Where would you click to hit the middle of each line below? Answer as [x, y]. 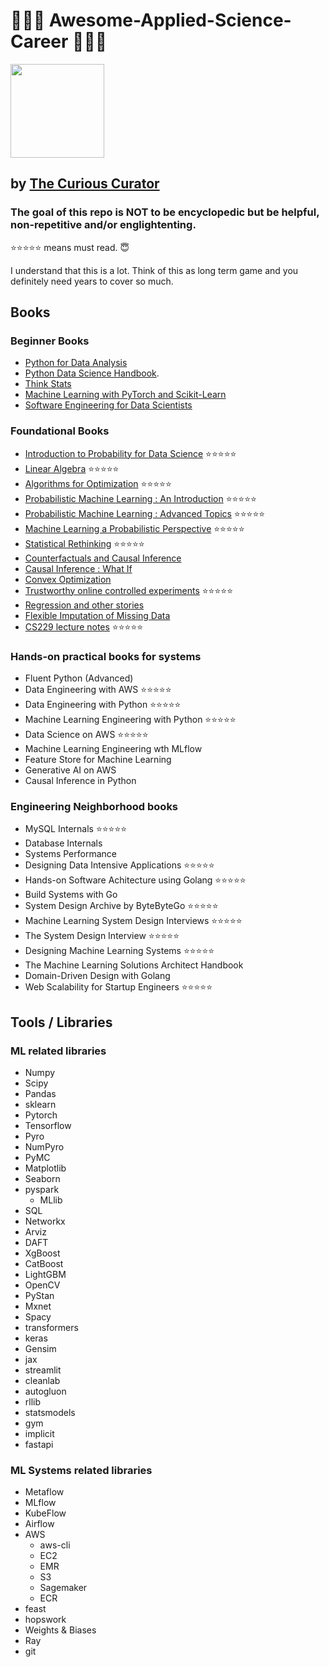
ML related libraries [58, 1051]
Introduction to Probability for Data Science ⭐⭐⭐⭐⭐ [130, 453]
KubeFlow [45, 1513]
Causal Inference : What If [78, 568]
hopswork [45, 1620]
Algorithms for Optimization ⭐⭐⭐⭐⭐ [98, 483]
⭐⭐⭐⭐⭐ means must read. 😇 [70, 247]
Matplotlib [45, 1168]
